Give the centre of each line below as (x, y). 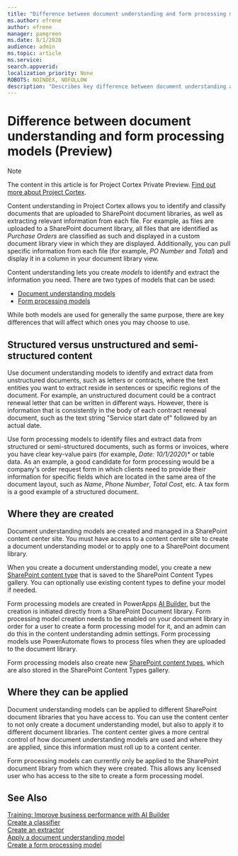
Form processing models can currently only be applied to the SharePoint (113, 760)
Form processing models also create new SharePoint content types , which (116, 662)
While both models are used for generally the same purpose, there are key (116, 315)
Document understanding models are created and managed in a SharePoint (118, 531)
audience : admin (31, 47)
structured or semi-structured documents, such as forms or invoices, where (118, 446)
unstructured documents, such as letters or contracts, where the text (108, 380)
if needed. (22, 590)
